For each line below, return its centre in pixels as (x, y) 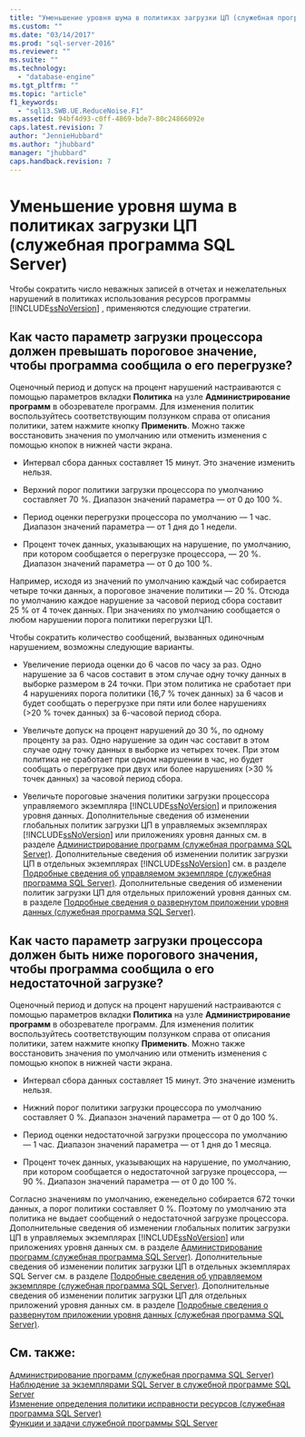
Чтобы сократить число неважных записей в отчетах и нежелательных (148, 289)
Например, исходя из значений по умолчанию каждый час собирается (148, 581)
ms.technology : (38, 69)
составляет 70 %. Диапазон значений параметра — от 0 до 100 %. (152, 499)
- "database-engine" (56, 77)
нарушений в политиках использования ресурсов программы (130, 299)
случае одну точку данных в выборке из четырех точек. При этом (151, 750)
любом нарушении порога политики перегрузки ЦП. (111, 620)
